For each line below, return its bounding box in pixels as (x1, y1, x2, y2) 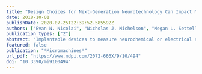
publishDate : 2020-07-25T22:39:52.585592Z (6, 20, 114, 26)
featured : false (6, 42, 47, 48)
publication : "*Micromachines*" (6, 48, 87, 54)
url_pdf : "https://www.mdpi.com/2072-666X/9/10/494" (6, 53, 141, 59)
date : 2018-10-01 (6, 14, 50, 20)
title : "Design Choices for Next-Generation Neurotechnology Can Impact (6, 8, 192, 15)
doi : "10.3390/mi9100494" (6, 58, 71, 64)
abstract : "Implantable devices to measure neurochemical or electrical (6, 36, 192, 42)
